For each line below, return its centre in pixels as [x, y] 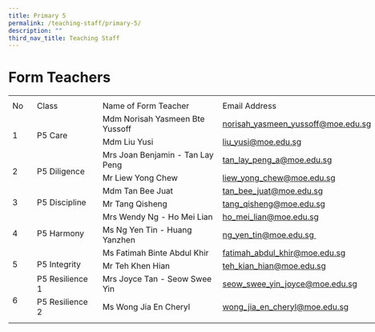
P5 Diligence [61, 171]
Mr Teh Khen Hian [136, 266]
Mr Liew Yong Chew [140, 178]
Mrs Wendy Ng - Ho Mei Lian [157, 217]
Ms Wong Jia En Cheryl [146, 306]
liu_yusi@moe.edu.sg [262, 142]
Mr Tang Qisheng [135, 203]
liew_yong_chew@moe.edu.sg [279, 178]
